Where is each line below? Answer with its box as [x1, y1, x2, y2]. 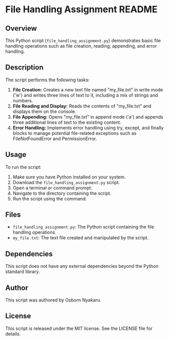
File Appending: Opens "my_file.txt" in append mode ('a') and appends [12, 113, 164, 120]
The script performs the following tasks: [5, 77, 90, 83]
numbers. [12, 97, 33, 103]
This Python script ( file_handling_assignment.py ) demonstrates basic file [5, 37, 161, 43]
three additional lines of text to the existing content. [12, 119, 121, 125]
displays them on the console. [12, 108, 76, 115]
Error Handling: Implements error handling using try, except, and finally [12, 124, 164, 131]
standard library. [5, 268, 40, 275]
